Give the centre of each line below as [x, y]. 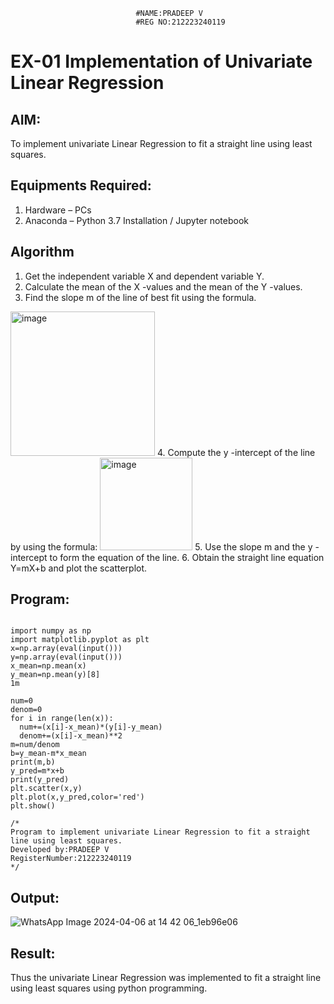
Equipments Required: [81, 185]
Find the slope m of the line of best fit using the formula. [140, 297]
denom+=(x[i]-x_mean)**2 [71, 736]
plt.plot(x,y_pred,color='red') [77, 797]
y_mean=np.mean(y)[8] [55, 675]
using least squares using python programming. [109, 988]
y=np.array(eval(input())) [66, 657]
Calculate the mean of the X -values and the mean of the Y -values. [163, 286]
